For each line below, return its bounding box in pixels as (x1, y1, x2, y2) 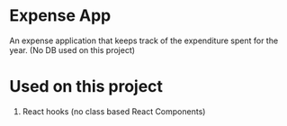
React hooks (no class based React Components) (22, 105, 206, 117)
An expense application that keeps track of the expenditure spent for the (9, 35, 279, 46)
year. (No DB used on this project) (9, 44, 136, 55)
